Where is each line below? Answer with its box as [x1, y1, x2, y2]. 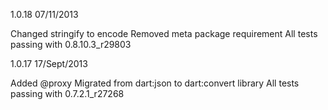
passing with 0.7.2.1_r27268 [10, 88, 125, 99]
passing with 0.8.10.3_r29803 [10, 39, 132, 50]
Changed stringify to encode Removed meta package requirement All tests [10, 28, 318, 39]
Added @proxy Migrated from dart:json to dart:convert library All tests [10, 77, 300, 89]
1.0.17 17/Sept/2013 [10, 58, 88, 69]
